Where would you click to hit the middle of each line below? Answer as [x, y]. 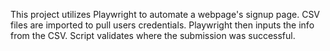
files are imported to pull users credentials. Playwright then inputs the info [162, 25]
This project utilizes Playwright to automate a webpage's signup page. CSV [165, 14]
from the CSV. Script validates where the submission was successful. [153, 35]
